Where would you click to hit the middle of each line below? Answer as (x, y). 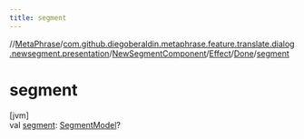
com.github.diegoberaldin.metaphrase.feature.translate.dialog (179, 44)
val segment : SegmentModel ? (65, 124)
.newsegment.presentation (59, 53)
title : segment (38, 18)
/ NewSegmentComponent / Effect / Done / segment (199, 53)
